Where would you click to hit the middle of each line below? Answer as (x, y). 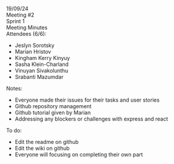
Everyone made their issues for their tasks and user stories (87, 100)
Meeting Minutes (27, 27)
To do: (14, 130)
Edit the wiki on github (42, 148)
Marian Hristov (33, 52)
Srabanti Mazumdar (39, 77)
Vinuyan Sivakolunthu (41, 70)
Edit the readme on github (47, 142)
